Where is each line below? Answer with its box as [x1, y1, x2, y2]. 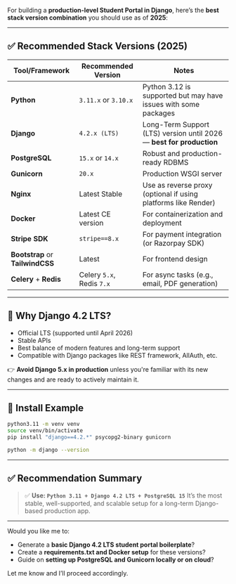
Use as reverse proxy [143, 180, 213, 190]
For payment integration [143, 229, 222, 239]
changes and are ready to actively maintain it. [7, 375, 139, 384]
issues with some [143, 99, 200, 109]
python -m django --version [7, 446, 90, 454]
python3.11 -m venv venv [7, 421, 80, 428]
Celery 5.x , [79, 270, 116, 280]
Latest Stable [79, 189, 123, 199]
